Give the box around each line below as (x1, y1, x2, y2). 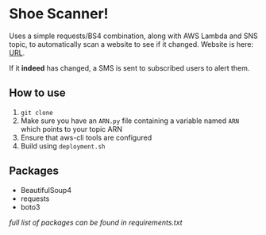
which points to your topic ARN (20, 124, 122, 133)
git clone (20, 109, 54, 117)
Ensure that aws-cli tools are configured (20, 133, 152, 142)
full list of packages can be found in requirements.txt (9, 218, 183, 227)
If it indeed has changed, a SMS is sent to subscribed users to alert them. (9, 63, 250, 72)
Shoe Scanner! (9, 5, 109, 23)
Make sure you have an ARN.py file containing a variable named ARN (20, 116, 240, 125)
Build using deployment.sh (20, 141, 106, 151)
